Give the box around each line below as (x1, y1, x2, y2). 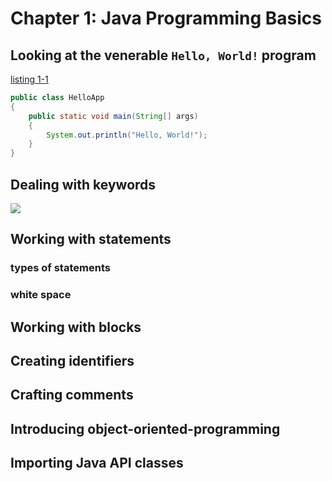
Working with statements (10, 231, 172, 248)
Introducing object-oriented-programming (10, 420, 281, 437)
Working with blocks (10, 318, 142, 336)
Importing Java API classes (10, 455, 184, 472)
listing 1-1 (10, 73, 49, 85)
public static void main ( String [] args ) (28, 111, 199, 121)
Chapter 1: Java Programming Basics (10, 7, 322, 30)
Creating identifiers (10, 352, 135, 369)
